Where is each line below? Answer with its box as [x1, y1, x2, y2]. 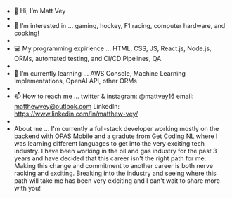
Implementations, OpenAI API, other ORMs [13, 77, 137, 85]
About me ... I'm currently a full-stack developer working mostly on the [13, 125, 219, 132]
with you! [13, 184, 41, 192]
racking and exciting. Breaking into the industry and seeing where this [13, 169, 217, 177]
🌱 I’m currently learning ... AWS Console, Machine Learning [13, 69, 186, 77]
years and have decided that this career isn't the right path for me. [13, 154, 207, 163]
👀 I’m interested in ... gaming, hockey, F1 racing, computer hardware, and [13, 22, 226, 29]
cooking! [13, 29, 40, 37]
